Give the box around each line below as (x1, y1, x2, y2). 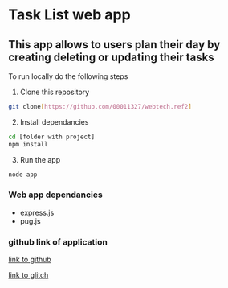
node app (8, 171, 38, 179)
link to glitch (8, 270, 49, 280)
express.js (19, 208, 55, 217)
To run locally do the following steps (8, 72, 128, 81)
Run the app (19, 154, 61, 164)
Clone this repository (19, 87, 90, 97)
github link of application (8, 236, 108, 247)
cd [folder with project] (8, 133, 95, 141)
